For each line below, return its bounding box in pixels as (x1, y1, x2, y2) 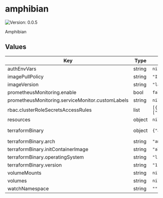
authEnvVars (7, 65, 36, 72)
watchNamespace (7, 185, 49, 192)
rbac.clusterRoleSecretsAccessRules (7, 107, 92, 113)
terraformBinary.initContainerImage (7, 146, 89, 152)
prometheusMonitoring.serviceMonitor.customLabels (7, 97, 129, 104)
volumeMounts (7, 169, 42, 176)
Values (5, 43, 27, 51)
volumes (7, 177, 27, 184)
